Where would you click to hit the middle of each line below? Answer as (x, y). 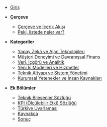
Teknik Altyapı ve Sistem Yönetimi (52, 73)
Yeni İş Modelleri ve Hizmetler (48, 68)
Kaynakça (28, 113)
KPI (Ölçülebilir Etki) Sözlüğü (47, 103)
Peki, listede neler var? (41, 32)
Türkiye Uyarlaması (37, 108)
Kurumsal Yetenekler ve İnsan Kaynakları (60, 78)
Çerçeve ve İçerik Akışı (41, 27)
